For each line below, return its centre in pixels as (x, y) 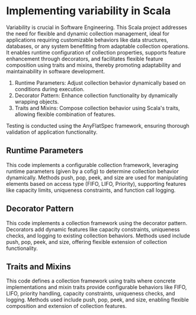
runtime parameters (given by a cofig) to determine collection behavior (93, 171)
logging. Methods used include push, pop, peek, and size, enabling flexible (98, 300)
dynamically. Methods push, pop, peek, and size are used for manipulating (97, 177)
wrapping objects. (37, 101)
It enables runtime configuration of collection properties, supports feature (96, 52)
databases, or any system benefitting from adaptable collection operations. (98, 46)
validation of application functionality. (52, 132)
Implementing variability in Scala (89, 11)
